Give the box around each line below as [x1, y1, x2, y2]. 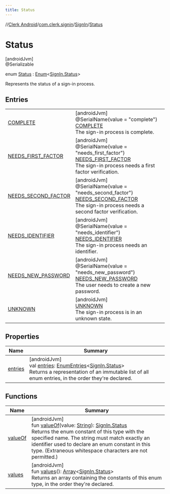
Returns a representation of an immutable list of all [29, 369, 149, 376]
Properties [5, 332, 39, 341]
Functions [5, 392, 38, 400]
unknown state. [75, 315, 112, 322]
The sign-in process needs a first [75, 162, 155, 169]
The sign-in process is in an [75, 309, 143, 316]
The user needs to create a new [75, 282, 151, 289]
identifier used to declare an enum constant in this [31, 441, 151, 447]
